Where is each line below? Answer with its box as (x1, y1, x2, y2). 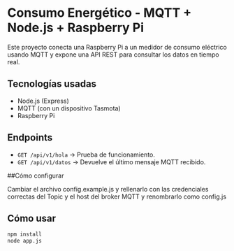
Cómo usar (7, 212, 57, 224)
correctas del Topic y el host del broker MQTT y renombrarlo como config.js (7, 192, 227, 201)
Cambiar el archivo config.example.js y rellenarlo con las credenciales (7, 185, 209, 193)
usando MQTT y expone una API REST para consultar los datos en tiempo (7, 50, 219, 59)
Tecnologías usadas (7, 78, 96, 90)
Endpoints (7, 131, 53, 144)
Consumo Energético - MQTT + (7, 5, 192, 21)
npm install (7, 231, 42, 238)
